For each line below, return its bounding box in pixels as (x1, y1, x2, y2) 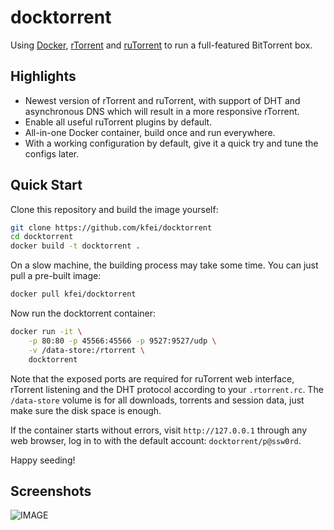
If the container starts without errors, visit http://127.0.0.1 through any (10, 424, 308, 436)
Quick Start (10, 177, 83, 194)
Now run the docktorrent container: (10, 307, 157, 320)
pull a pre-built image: (10, 270, 102, 282)
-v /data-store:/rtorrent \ (28, 345, 145, 355)
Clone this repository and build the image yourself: (10, 203, 219, 215)
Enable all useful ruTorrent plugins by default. (24, 116, 213, 128)
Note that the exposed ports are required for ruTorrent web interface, (10, 372, 295, 385)
